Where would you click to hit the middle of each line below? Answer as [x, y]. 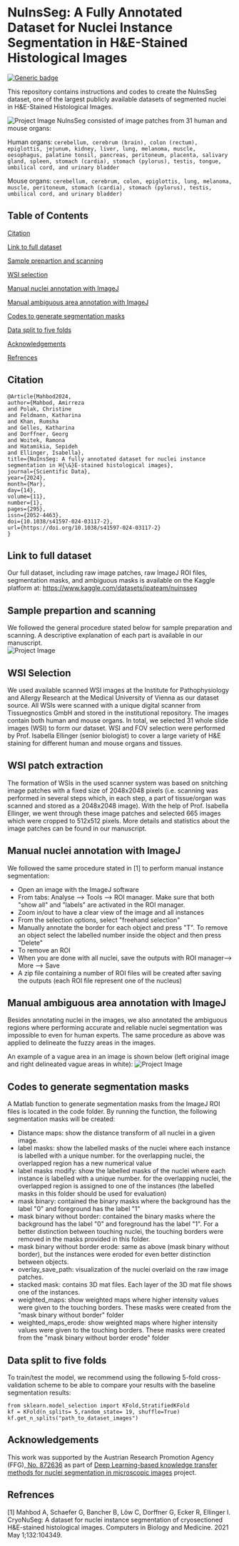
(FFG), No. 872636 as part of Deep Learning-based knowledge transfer [112, 1465]
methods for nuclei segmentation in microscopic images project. [102, 1472]
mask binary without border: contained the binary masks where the [116, 1216]
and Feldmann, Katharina [44, 415]
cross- [211, 1377]
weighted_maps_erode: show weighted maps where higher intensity [118, 1322]
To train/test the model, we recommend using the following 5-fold [104, 1377]
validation [22, 1385]
